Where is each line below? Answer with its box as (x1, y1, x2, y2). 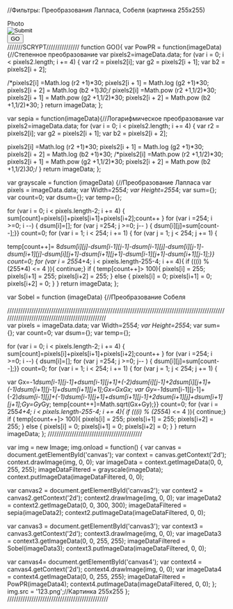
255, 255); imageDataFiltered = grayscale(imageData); (7, 465, 163, 473)
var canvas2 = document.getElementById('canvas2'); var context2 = (7, 486, 204, 494)
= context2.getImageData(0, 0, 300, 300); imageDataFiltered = (7, 501, 187, 509)
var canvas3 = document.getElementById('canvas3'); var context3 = (7, 522, 204, 530)
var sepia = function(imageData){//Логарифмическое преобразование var (7, 114, 225, 123)
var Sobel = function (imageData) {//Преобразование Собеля (7, 293, 186, 301)
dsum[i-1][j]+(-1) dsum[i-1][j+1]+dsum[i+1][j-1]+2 (17, 393, 156, 401)
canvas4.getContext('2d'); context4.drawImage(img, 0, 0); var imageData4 (7, 565, 222, 573)
